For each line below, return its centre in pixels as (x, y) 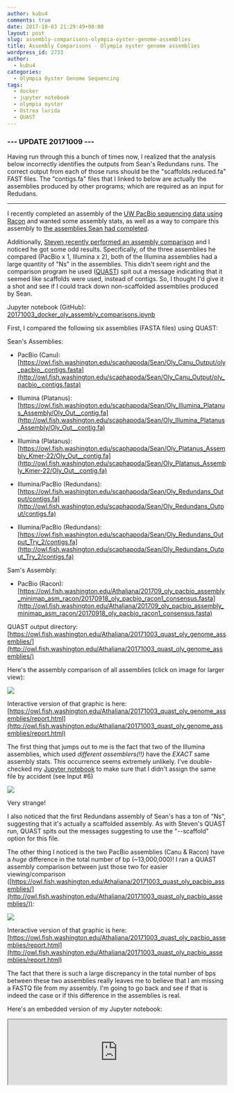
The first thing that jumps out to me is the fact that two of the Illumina (106, 747)
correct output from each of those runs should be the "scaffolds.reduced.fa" (117, 171)
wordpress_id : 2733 (35, 53)
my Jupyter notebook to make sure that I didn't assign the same (125, 769)
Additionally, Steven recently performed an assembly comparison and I (109, 241)
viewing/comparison (36, 874)
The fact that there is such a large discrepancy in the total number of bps (112, 973)
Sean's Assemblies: (35, 341)
